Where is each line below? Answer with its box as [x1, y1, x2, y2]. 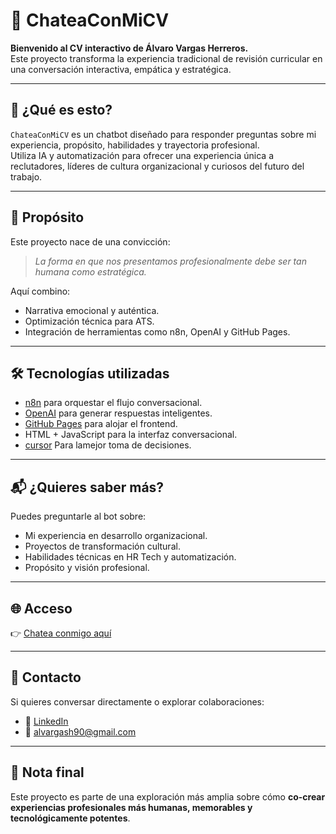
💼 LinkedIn [24, 715, 69, 727]
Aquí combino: [10, 285, 71, 297]
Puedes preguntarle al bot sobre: [10, 510, 147, 523]
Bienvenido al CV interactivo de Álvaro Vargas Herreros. [10, 42, 249, 54]
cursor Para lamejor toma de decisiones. [24, 439, 192, 451]
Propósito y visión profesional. [24, 562, 150, 574]
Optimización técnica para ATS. [24, 315, 155, 327]
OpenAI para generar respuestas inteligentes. [24, 407, 213, 419]
